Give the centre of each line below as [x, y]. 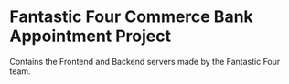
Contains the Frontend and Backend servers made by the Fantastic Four [145, 61]
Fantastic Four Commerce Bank [131, 17]
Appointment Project [91, 36]
